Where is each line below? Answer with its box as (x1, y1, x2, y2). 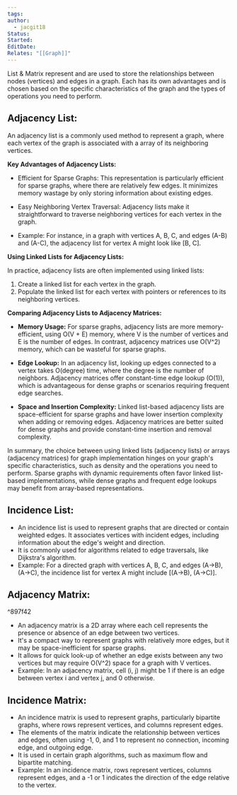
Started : (7, 37, 33, 44)
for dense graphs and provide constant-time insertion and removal (17, 425, 212, 433)
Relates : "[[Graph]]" (7, 50, 71, 57)
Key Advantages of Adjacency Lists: (7, 160, 117, 168)
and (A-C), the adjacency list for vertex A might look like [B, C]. (17, 239, 202, 247)
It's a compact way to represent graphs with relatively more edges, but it (17, 636, 230, 645)
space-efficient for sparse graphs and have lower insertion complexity (17, 410, 223, 418)
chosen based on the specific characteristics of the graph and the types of (7, 84, 226, 93)
